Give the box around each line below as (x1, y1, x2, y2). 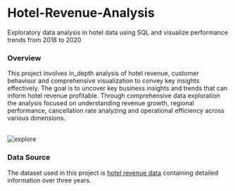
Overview (7, 53, 42, 62)
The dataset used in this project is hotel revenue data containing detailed (7, 169, 219, 177)
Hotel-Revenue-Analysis (7, 5, 155, 21)
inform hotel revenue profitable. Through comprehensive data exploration (7, 91, 220, 100)
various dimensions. (7, 114, 65, 122)
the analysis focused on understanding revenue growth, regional (7, 99, 195, 107)
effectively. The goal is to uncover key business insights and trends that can (7, 84, 228, 93)
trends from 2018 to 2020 (7, 35, 82, 44)
